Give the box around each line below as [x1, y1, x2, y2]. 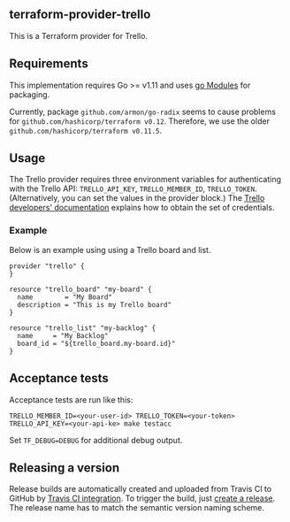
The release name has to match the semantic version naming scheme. [9, 503, 265, 513]
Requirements [9, 57, 88, 72]
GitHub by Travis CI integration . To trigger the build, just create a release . [9, 493, 276, 503]
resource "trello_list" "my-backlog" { [9, 323, 156, 333]
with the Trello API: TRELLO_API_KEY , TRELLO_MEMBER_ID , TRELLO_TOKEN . [9, 183, 258, 194]
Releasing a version [9, 460, 120, 475]
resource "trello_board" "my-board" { [9, 285, 152, 294]
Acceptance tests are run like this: [9, 394, 134, 405]
